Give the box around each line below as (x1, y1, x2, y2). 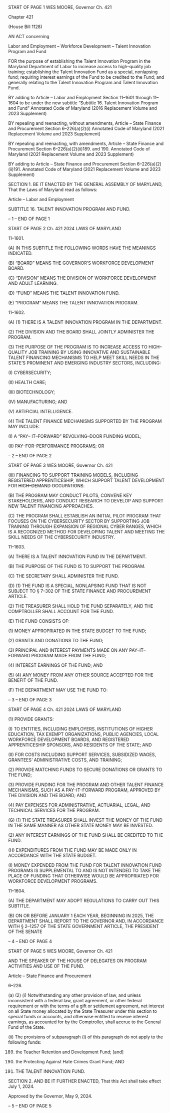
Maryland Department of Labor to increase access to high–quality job (8, 64, 151, 69)
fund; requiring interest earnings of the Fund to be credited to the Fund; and (8, 74, 164, 80)
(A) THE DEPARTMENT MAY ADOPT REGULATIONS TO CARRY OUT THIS (8, 897, 159, 903)
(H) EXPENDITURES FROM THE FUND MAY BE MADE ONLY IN (8, 847, 137, 853)
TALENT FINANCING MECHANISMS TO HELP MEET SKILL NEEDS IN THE (8, 354, 159, 360)
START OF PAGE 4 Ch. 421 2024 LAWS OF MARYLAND (8, 706, 121, 712)
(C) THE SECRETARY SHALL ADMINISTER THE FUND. (8, 573, 119, 579)
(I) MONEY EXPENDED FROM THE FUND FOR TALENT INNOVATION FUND (8, 862, 162, 868)
